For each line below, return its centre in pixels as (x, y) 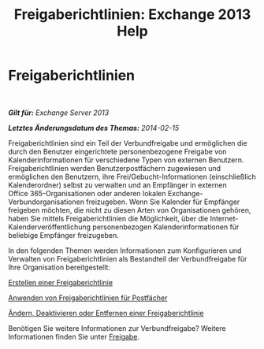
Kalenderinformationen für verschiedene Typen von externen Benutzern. (126, 160)
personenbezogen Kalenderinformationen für (166, 227)
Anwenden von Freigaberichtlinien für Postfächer (88, 298)
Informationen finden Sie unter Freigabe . (74, 336)
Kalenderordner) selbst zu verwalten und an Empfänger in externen (117, 185)
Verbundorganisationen (46, 202)
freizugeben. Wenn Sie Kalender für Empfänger (163, 202)
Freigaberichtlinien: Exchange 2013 (132, 15)
